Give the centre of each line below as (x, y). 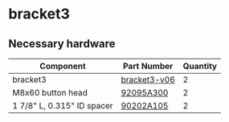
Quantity (200, 66)
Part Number (148, 66)
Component (63, 66)
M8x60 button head (50, 93)
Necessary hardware (62, 44)
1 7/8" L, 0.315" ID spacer (63, 106)
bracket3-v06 (148, 79)
